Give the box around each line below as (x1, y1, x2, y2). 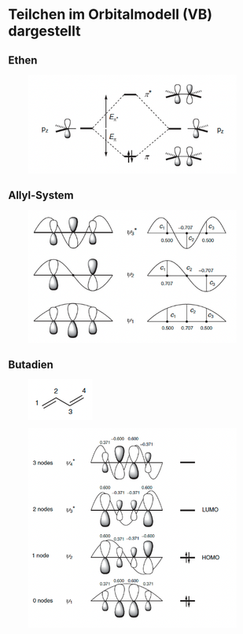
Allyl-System (8, 189, 74, 202)
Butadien (8, 357, 53, 371)
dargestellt (8, 22, 81, 40)
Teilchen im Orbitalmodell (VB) (8, 5, 213, 24)
